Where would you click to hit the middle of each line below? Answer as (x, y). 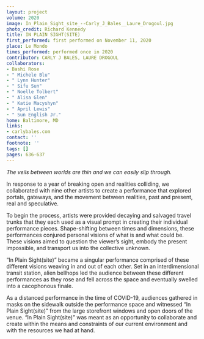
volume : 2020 (23, 18)
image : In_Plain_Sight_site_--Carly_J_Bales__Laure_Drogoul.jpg (90, 23)
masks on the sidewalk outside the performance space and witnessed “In (99, 304)
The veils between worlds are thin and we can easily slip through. (89, 172)
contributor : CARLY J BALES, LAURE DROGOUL (63, 58)
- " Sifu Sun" (24, 86)
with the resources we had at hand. (51, 330)
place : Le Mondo (27, 47)
